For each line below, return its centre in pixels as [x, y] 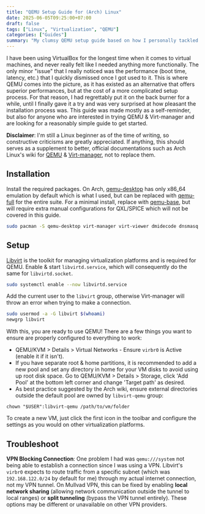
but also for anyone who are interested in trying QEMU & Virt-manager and [100, 117]
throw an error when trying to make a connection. [69, 303]
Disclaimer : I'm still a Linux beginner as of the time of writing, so [88, 135]
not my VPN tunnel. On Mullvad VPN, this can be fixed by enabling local [97, 485]
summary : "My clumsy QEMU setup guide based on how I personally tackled [102, 41]
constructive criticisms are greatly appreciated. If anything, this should [95, 142]
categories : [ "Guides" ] [37, 35]
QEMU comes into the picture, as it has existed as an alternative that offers [101, 84]
